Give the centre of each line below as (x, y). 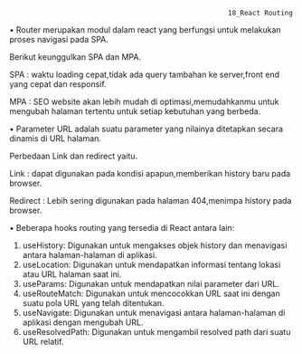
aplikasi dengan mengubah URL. (83, 322)
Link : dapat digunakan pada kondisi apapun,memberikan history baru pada (150, 173)
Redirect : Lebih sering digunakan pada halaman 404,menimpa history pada (151, 201)
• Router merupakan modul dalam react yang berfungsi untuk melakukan (146, 30)
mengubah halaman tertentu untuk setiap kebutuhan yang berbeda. (135, 111)
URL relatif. (43, 341)
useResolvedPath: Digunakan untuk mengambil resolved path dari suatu (156, 332)
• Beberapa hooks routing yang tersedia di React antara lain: (122, 228)
